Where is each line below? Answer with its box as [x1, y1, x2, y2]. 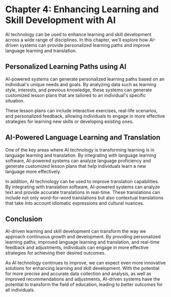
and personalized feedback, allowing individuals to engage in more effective [5, 113, 165, 119]
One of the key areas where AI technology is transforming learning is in [5, 146, 155, 153]
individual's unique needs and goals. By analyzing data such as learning [5, 81, 156, 87]
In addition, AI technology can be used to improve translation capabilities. [5, 178, 159, 184]
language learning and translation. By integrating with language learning [5, 152, 157, 158]
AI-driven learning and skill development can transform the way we [5, 228, 146, 234]
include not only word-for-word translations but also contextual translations [5, 194, 164, 201]
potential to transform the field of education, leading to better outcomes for [5, 282, 163, 288]
